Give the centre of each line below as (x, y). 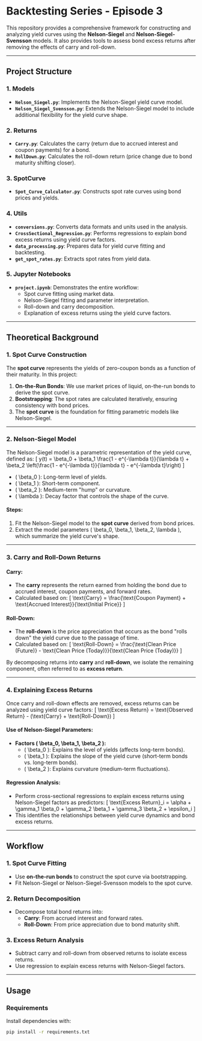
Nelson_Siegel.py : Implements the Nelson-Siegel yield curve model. (99, 102)
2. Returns (22, 130)
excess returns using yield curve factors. (65, 239)
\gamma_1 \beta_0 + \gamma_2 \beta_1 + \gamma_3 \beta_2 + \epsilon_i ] (105, 809)
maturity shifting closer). (45, 162)
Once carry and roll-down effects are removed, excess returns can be (93, 703)
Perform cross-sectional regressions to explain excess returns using (99, 796)
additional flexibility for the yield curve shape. (71, 115)
